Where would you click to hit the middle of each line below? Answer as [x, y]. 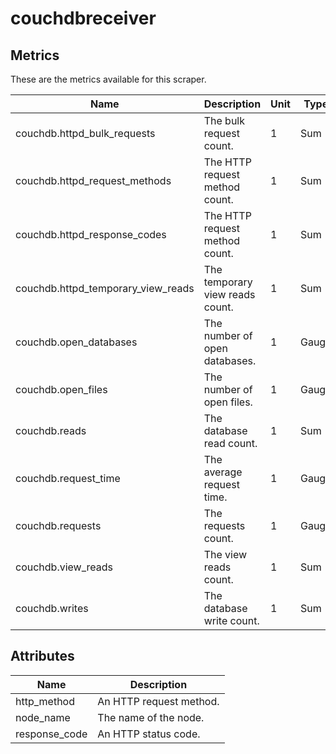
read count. [230, 443]
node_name [43, 717]
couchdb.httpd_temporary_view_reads [105, 288]
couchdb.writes [52, 608]
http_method [45, 701]
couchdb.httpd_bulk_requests [85, 133]
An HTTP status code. [149, 734]
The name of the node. [151, 717]
